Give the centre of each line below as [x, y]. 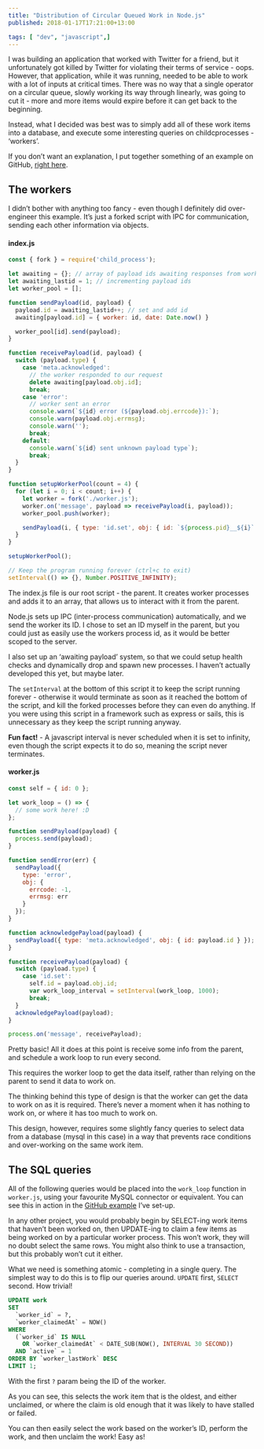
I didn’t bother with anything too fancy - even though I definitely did [117, 208]
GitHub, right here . [38, 165]
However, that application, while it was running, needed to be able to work [128, 76]
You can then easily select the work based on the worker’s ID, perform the [128, 1428]
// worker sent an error [70, 404]
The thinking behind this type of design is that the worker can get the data [128, 1096]
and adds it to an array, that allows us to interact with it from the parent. [124, 601]
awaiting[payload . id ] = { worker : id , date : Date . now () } [112, 317]
